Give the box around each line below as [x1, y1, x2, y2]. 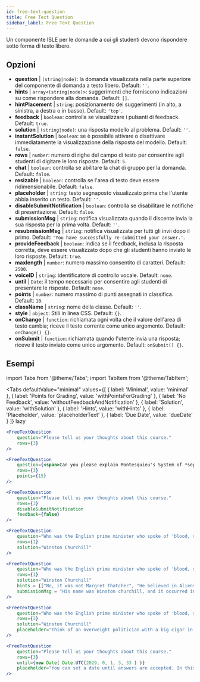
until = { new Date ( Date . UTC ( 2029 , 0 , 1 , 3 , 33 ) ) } [17, 659, 145, 666]
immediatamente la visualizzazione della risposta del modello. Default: [14, 139, 187, 146]
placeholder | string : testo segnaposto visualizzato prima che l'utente [14, 189, 188, 197]
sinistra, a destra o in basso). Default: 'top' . [14, 107, 123, 114]
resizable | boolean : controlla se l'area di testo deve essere [14, 177, 160, 184]
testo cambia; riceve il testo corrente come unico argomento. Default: [14, 322, 186, 329]
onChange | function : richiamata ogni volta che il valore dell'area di [14, 316, 182, 323]
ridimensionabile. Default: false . [14, 183, 94, 191]
